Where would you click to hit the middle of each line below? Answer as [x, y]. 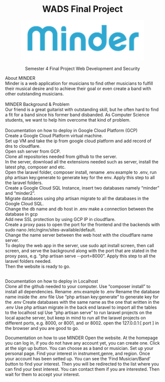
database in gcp [21, 214]
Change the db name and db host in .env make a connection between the [79, 209]
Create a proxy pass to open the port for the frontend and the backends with [82, 224]
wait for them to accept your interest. [42, 375]
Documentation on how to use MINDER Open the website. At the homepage [82, 338]
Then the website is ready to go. [38, 266]
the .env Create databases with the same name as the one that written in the [82, 302]
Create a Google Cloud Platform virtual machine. [54, 136]
